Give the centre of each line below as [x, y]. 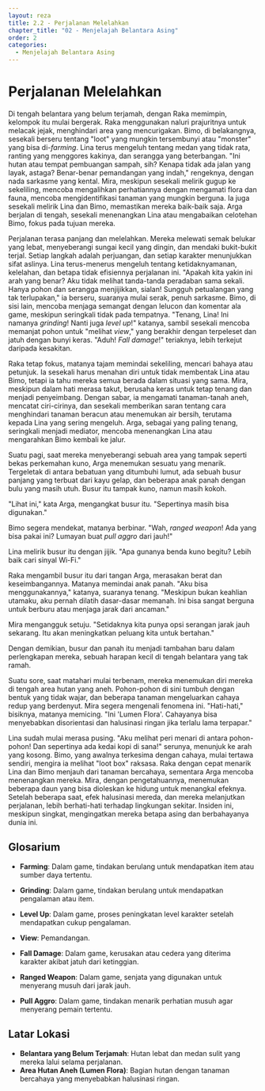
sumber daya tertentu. [56, 874]
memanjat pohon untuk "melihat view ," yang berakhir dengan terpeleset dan [132, 331]
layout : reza [30, 15]
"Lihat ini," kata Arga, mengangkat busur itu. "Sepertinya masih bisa [119, 504]
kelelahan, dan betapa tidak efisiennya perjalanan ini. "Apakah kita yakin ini [131, 272]
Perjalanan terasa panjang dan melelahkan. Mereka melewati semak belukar [132, 238]
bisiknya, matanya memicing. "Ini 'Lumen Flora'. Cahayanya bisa [113, 714]
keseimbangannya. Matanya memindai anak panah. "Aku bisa [108, 583]
